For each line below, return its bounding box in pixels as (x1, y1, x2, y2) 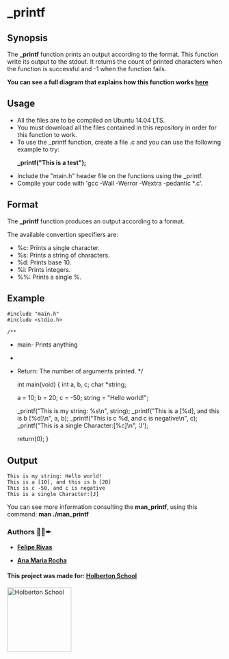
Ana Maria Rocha (16, 556, 67, 564)
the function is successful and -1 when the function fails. (7, 65, 167, 73)
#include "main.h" (7, 310, 59, 318)
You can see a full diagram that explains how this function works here (7, 78, 208, 86)
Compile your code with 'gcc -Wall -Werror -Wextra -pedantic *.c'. (16, 179, 203, 187)
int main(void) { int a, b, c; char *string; (16, 380, 126, 388)
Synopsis (7, 32, 48, 44)
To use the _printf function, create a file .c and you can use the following (16, 138, 221, 146)
